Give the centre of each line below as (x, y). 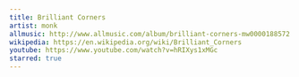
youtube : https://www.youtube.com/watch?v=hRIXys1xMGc (114, 50)
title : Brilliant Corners (57, 17)
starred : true (36, 58)
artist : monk (34, 26)
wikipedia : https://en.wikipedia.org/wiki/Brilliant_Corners (126, 42)
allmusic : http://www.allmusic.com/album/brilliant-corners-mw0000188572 (150, 34)
